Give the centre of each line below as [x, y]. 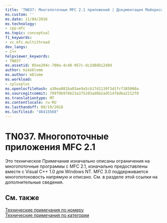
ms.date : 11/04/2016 [27, 19]
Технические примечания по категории [47, 215]
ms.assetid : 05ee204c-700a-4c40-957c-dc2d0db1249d [59, 65]
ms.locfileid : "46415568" [32, 112]
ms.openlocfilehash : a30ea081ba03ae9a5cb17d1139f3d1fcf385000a [72, 89]
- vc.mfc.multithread [28, 42]
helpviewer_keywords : [28, 56]
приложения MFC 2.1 [50, 147]
